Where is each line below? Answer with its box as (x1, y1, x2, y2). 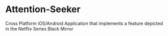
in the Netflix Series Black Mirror (5, 25, 74, 31)
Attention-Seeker (5, 4, 81, 15)
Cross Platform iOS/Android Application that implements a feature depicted (5, 20, 163, 26)
